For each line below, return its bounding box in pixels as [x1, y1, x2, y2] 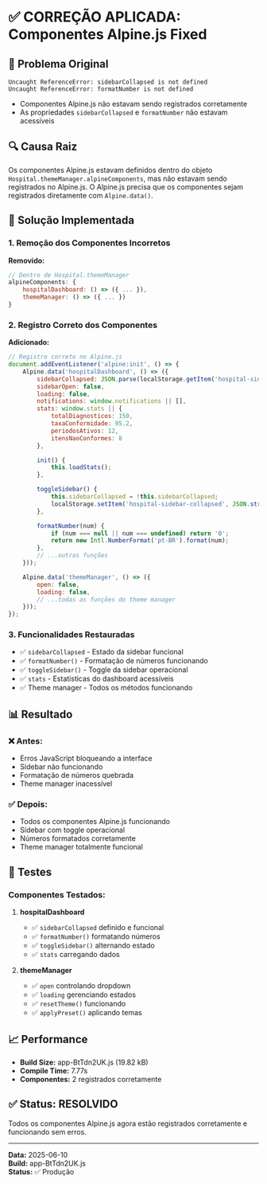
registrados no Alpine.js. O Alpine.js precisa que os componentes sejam [8, 182, 244, 191]
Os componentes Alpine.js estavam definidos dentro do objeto [8, 165, 213, 174]
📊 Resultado [8, 707, 73, 721]
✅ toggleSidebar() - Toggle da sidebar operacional [19, 665, 188, 674]
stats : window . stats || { [37, 404, 123, 413]
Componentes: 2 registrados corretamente [19, 1074, 162, 1084]
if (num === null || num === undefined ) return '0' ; [50, 529, 229, 537]
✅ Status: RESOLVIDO [8, 1097, 118, 1111]
